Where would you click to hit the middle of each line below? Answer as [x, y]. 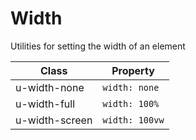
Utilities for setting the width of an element [98, 46]
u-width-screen [54, 120]
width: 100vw [133, 120]
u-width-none [50, 87]
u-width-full [45, 104]
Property [133, 70]
